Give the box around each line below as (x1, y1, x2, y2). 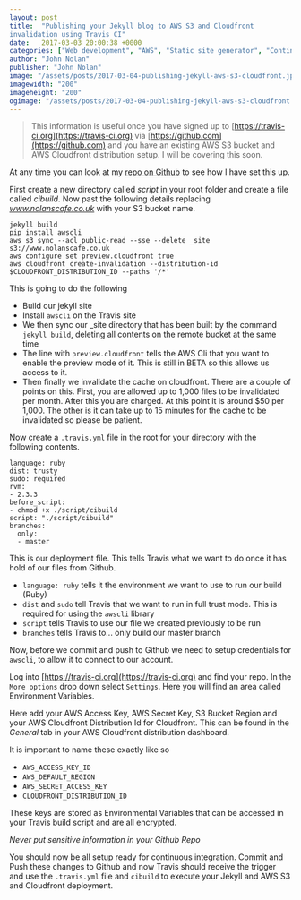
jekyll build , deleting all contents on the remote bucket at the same (21, 329, 277, 340)
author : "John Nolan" (9, 55, 90, 64)
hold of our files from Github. (9, 562, 116, 573)
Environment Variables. (9, 690, 95, 701)
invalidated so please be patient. (21, 415, 142, 425)
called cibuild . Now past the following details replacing (9, 193, 211, 204)
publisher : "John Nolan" (9, 64, 102, 73)
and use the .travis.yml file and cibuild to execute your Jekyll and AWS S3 (9, 870, 291, 882)
